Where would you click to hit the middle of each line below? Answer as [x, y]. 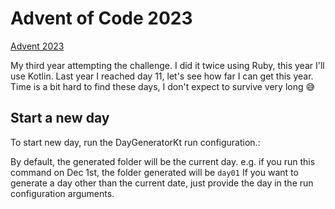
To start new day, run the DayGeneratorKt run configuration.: [135, 142]
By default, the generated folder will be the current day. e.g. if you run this [163, 161]
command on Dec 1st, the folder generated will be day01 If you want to [154, 172]
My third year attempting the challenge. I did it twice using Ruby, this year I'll [167, 65]
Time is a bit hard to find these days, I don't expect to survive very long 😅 [163, 86]
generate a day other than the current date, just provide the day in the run [162, 183]
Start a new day [60, 118]
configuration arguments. [62, 193]
